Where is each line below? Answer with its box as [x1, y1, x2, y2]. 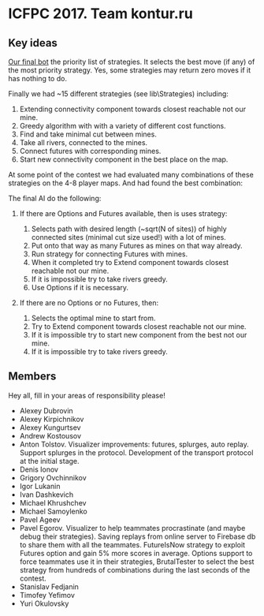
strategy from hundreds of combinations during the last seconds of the [19, 565, 251, 574]
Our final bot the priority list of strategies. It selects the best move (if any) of [8, 57, 255, 66]
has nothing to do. [8, 74, 67, 83]
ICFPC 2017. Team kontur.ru [8, 5, 193, 23]
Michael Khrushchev [19, 498, 87, 507]
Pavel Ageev [19, 514, 61, 525]
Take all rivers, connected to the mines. [19, 138, 148, 147]
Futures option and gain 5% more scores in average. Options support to [19, 548, 253, 558]
